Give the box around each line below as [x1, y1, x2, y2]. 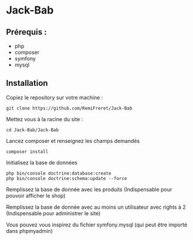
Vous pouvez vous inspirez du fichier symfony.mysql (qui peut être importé [6, 221, 188, 228]
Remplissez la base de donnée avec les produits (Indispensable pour [6, 186, 172, 193]
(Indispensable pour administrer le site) [6, 209, 101, 216]
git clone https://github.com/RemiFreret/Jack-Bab [6, 105, 133, 111]
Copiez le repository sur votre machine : [6, 94, 103, 101]
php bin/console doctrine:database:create [6, 170, 111, 176]
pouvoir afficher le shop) [6, 192, 66, 199]
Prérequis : [6, 27, 47, 37]
